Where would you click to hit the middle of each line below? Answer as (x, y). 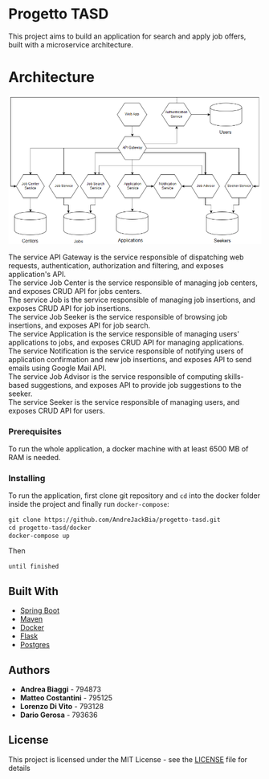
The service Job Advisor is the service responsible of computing (115, 376)
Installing (27, 479)
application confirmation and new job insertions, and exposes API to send (130, 359)
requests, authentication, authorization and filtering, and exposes (116, 265)
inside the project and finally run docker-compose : (89, 504)
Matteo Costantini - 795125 (66, 698)
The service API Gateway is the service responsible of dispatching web (126, 257)
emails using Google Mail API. (57, 368)
